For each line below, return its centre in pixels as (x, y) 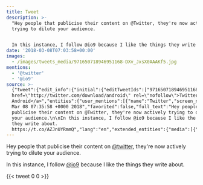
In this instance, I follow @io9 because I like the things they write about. (95, 164)
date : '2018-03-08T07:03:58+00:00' (51, 51)
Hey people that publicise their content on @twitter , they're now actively (96, 146)
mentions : (19, 67)
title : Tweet (23, 12)
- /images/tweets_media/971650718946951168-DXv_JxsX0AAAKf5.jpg (94, 62)
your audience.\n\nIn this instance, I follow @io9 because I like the (104, 118)
